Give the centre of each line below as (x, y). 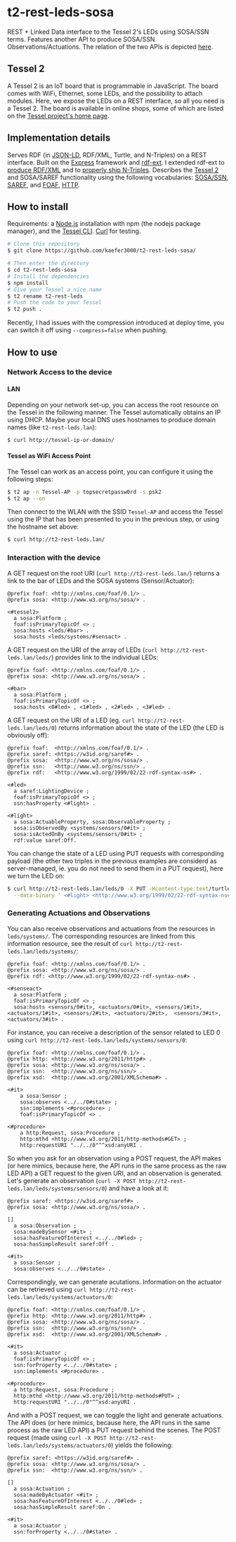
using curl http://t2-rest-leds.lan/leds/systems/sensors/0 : (97, 1039)
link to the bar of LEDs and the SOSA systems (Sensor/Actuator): (101, 581)
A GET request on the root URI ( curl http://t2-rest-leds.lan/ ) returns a (113, 573)
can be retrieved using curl (47, 1289)
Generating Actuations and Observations (79, 914)
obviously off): (28, 735)
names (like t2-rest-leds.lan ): (52, 427)
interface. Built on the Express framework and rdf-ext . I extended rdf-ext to (116, 162)
